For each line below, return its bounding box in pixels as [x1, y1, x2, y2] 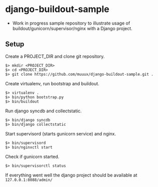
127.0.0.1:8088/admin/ [5, 177, 53, 182]
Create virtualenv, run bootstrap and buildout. [5, 80, 99, 86]
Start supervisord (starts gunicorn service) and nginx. [5, 130, 116, 136]
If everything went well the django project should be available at [5, 172, 137, 178]
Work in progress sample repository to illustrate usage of [12, 20, 130, 26]
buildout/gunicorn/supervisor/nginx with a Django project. [12, 25, 133, 31]
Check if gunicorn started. [5, 153, 60, 159]
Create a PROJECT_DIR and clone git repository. [5, 53, 105, 59]
